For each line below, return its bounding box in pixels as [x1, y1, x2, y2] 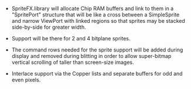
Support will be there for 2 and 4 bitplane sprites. [11, 35, 131, 42]
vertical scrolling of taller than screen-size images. [11, 59, 134, 66]
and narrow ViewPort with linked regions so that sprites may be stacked [11, 18, 186, 24]
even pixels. [11, 76, 41, 83]
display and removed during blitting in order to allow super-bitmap [11, 53, 172, 59]
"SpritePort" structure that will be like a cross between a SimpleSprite [11, 11, 180, 18]
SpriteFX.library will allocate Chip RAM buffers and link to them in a [11, 5, 174, 12]
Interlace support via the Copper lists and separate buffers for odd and [11, 70, 183, 77]
